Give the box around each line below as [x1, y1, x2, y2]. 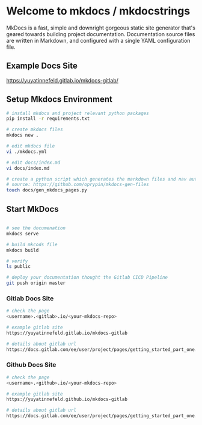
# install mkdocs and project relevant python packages [6, 110, 149, 116]
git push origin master [6, 280, 66, 287]
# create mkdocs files [6, 126, 63, 133]
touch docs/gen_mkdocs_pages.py [6, 187, 87, 193]
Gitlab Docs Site [6, 294, 54, 302]
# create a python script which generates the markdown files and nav [6, 176, 187, 182]
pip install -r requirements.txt [6, 116, 90, 122]
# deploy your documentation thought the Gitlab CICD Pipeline [6, 275, 168, 281]
